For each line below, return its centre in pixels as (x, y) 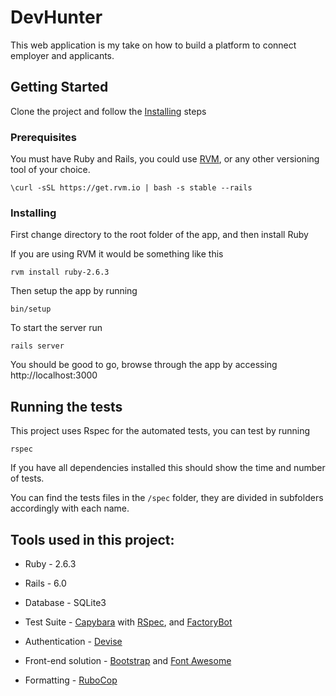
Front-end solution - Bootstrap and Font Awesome (128, 660)
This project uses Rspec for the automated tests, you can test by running (160, 431)
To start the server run (56, 328)
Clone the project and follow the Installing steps (108, 111)
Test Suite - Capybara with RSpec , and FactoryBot (128, 622)
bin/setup (31, 309)
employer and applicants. (62, 55)
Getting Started (59, 87)
